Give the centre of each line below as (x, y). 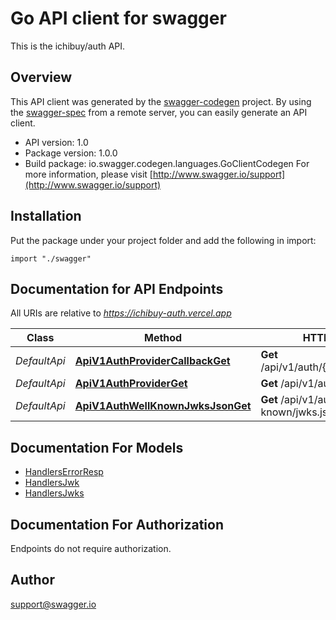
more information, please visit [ (88, 174)
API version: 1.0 (56, 142)
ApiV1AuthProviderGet (131, 384)
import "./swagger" (51, 258)
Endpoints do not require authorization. (91, 548)
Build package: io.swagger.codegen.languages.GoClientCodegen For (167, 163)
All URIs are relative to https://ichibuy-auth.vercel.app (121, 313)
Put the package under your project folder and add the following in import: (163, 240)
